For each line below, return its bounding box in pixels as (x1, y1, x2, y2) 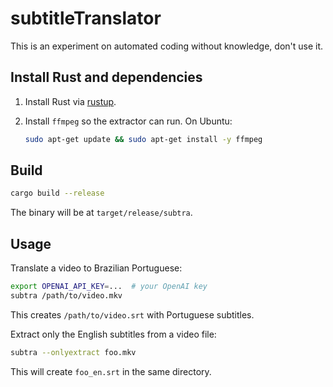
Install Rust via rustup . (24, 95, 117, 107)
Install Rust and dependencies (10, 69, 203, 86)
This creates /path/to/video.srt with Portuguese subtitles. (10, 308, 255, 321)
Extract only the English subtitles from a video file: (10, 328, 217, 340)
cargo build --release (10, 188, 105, 199)
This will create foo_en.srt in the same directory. (10, 365, 212, 377)
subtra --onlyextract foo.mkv (10, 347, 137, 357)
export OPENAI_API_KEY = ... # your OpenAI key (10, 282, 208, 292)
